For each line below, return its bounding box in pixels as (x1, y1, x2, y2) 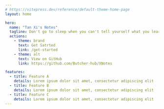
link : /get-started (18, 47, 58, 52)
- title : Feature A (9, 74, 49, 79)
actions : (9, 34, 27, 39)
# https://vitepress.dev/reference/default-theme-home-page (5, 7, 130, 12)
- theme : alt (14, 52, 41, 57)
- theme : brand (14, 38, 45, 44)
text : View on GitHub (18, 56, 62, 61)
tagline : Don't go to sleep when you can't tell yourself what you (9, 30, 150, 34)
